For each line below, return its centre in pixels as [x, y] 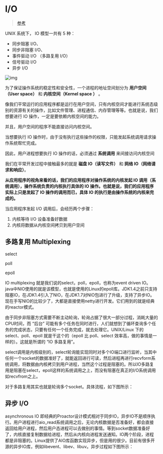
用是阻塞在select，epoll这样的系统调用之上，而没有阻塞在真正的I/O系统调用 [81, 370]
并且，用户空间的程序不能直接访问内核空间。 [50, 126]
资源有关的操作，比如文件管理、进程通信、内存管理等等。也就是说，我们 [86, 110]
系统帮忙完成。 [24, 143]
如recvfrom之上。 [23, 376]
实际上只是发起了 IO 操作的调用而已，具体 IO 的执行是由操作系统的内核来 [77, 192]
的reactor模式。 [21, 307]
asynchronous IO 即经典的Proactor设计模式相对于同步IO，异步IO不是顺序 [78, 416]
